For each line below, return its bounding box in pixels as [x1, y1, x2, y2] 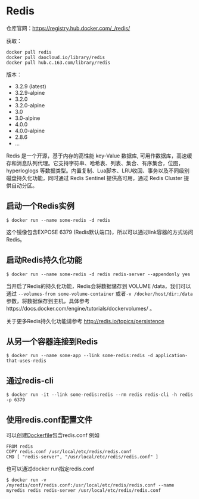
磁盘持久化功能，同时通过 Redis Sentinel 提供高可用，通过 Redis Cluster [6, 174, 183, 181]
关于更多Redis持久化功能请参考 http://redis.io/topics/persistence [6, 317, 165, 324]
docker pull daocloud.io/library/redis [6, 54, 105, 60]
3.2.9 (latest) [14, 82, 46, 90]
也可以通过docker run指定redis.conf [6, 465, 94, 472]
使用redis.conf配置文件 [6, 414, 92, 424]
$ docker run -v [6, 477, 46, 483]
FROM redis [6, 444, 33, 450]
